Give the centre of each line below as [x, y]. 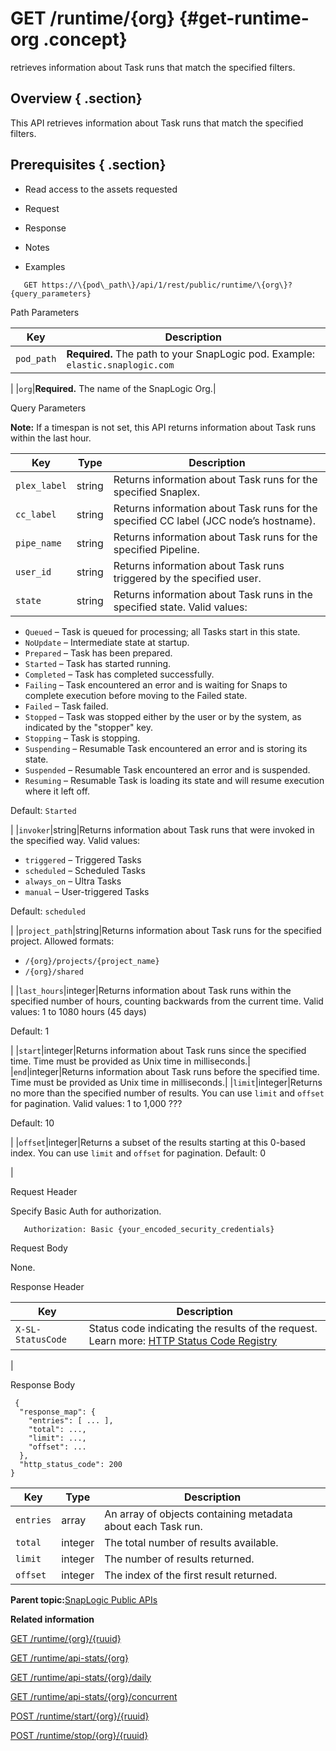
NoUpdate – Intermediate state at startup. [107, 642]
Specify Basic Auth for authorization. [86, 1211]
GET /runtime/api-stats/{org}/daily [81, 1677]
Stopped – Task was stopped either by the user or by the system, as [163, 716]
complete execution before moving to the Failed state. [136, 695]
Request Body [39, 1248]
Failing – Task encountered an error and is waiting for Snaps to [156, 684]
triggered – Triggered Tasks [83, 859]
